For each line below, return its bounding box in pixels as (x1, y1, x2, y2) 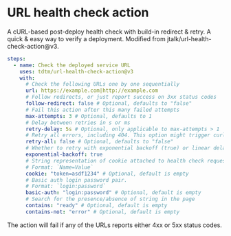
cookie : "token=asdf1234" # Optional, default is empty (25, 170, 189, 177)
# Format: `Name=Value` (25, 163, 94, 171)
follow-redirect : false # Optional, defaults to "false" (25, 100, 192, 107)
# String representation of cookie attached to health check (25, 157, 205, 164)
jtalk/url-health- (167, 34, 212, 43)
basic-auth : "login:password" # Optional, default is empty (25, 189, 201, 196)
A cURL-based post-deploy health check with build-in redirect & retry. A (7, 27, 211, 36)
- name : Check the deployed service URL (13, 62, 131, 69)
